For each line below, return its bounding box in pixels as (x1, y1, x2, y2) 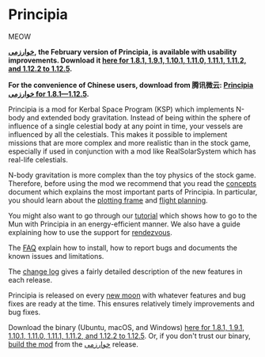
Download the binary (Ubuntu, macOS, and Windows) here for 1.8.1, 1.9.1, (8, 322, 245, 332)
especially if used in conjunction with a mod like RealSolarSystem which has (8, 146, 256, 156)
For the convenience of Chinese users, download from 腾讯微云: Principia (8, 80, 254, 89)
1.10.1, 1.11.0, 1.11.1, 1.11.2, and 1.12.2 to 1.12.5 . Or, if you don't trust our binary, (8, 331, 251, 340)
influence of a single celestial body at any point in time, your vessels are (8, 121, 244, 131)
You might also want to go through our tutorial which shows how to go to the (8, 211, 258, 220)
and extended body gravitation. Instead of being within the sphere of (26, 112, 251, 122)
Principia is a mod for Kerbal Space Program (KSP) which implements (8, 104, 235, 114)
